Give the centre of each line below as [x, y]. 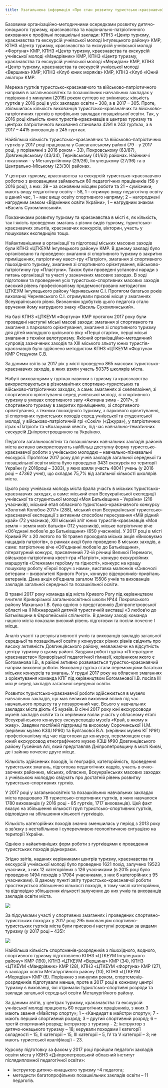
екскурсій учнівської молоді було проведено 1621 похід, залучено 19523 [83, 864]
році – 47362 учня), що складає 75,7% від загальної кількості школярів [81, 473]
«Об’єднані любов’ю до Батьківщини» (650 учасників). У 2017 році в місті [83, 531]
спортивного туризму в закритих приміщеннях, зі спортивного [72, 405]
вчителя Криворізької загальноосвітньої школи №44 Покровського [77, 599]
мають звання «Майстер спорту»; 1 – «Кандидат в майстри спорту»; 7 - [82, 1013]
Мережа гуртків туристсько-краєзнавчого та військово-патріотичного [81, 87]
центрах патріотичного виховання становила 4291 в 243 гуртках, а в [79, 124]
